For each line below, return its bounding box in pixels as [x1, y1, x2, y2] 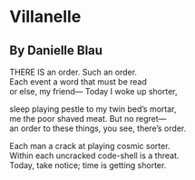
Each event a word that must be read [9, 76, 147, 87]
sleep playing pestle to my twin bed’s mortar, [9, 104, 177, 115]
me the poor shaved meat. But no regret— [9, 114, 167, 124]
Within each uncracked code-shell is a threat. [9, 150, 180, 161]
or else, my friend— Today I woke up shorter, [9, 86, 178, 96]
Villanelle [9, 6, 82, 27]
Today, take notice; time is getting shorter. [9, 160, 167, 170]
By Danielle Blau [9, 43, 102, 58]
